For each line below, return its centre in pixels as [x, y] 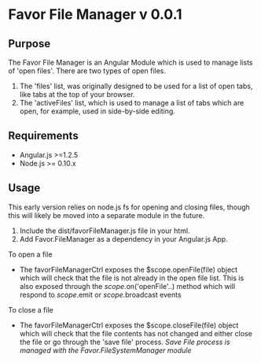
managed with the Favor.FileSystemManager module [105, 350]
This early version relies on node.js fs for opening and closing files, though [129, 207]
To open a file [30, 254]
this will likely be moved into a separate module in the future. [107, 215]
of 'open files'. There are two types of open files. [87, 71]
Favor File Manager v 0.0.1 [95, 15]
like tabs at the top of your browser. [77, 94]
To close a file [31, 309]
